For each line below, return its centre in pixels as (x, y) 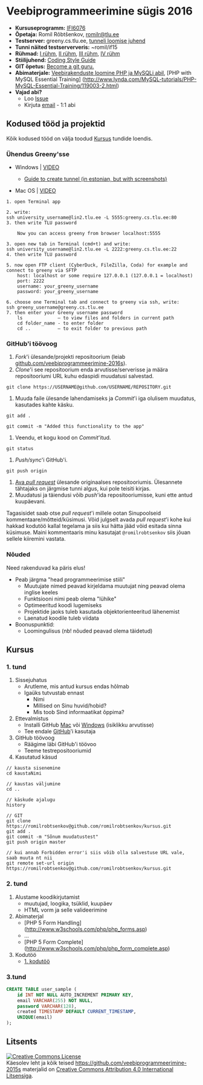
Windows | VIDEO (37, 167)
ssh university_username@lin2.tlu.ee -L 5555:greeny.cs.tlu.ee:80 (92, 218)
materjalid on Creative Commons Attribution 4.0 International (98, 1069)
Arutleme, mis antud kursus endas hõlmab (76, 686)
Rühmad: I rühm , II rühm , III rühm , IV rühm (67, 53)
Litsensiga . (20, 1075)
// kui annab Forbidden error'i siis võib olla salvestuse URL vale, (96, 853)
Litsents (22, 1042)
